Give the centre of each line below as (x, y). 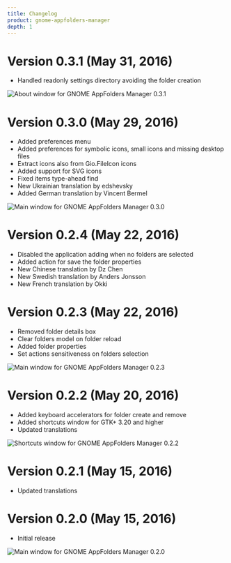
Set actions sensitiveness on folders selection (83, 354)
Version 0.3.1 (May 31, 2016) (90, 61)
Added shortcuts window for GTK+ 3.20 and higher (90, 422)
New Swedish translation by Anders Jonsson (81, 277)
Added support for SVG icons (59, 171)
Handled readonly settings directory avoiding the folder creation (109, 80)
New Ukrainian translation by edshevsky (75, 186)
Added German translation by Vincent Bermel (82, 193)
